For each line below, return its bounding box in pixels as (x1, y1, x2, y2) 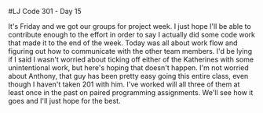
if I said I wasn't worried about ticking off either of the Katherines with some (8, 55, 254, 64)
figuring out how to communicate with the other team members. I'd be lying (8, 47, 253, 55)
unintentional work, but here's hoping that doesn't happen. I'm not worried (8, 63, 249, 72)
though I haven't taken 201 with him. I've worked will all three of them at (8, 79, 240, 89)
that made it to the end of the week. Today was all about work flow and (8, 38, 238, 48)
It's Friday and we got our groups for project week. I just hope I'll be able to (8, 22, 251, 30)
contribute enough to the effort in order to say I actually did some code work (8, 30, 256, 39)
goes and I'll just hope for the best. (8, 97, 121, 105)
